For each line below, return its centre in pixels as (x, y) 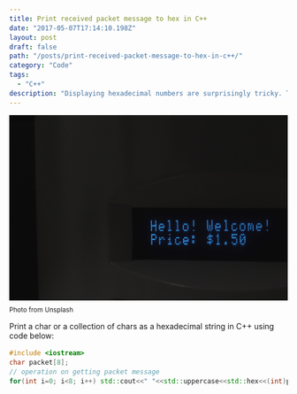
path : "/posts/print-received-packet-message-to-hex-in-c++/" (126, 56)
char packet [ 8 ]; (39, 362)
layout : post (33, 37)
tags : (19, 75)
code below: (32, 336)
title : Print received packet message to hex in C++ (108, 19)
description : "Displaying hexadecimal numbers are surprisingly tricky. (146, 93)
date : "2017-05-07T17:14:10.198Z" (73, 28)
